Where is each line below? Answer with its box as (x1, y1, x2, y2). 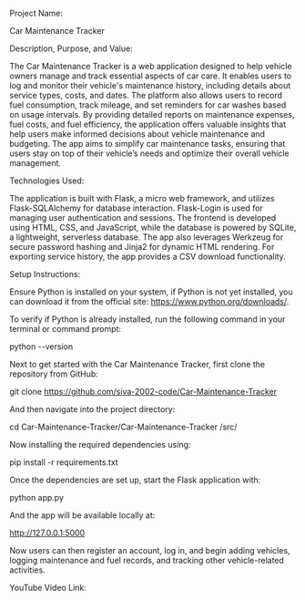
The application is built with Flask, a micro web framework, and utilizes (9, 193, 275, 203)
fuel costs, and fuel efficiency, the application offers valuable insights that (9, 119, 287, 129)
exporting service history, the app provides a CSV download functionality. (9, 251, 287, 262)
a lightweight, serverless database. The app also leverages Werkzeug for (9, 232, 284, 243)
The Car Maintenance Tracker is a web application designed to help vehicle (9, 61, 292, 71)
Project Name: (9, 8, 64, 18)
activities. (9, 564, 46, 575)
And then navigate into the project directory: (9, 404, 176, 414)
